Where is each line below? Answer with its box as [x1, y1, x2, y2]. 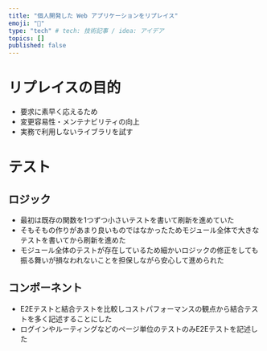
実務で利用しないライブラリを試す [19, 127, 133, 137]
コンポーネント [8, 281, 83, 295]
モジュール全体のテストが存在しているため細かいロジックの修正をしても [19, 246, 259, 255]
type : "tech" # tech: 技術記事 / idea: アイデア [8, 27, 165, 35]
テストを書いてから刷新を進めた [19, 235, 126, 245]
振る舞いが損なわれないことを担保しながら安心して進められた [19, 255, 224, 265]
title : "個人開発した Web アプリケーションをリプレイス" [8, 11, 179, 20]
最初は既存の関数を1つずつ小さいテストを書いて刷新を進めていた [19, 215, 235, 225]
